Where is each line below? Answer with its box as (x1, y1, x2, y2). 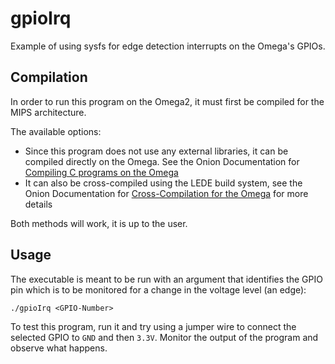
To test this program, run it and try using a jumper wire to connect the (10, 320, 297, 332)
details (24, 198, 53, 210)
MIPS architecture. (10, 106, 87, 118)
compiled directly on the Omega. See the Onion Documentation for (24, 155, 300, 167)
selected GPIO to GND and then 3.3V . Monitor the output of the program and (10, 331, 319, 343)
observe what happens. (10, 342, 108, 354)
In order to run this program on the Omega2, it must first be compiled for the (10, 95, 325, 107)
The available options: (10, 125, 102, 137)
